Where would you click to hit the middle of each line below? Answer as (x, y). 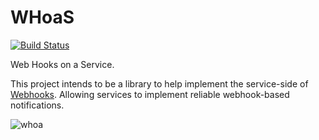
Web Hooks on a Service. (62, 64)
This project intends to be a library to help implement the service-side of (159, 83)
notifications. (37, 105)
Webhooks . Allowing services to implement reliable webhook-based (150, 94)
